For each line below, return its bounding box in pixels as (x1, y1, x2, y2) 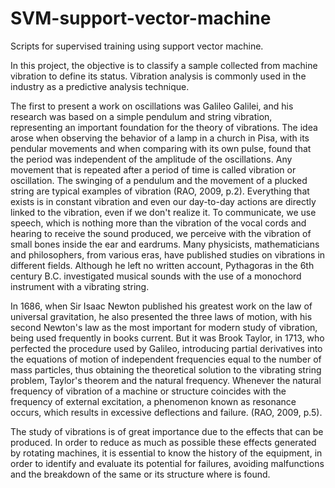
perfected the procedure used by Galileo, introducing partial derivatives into (10, 342, 323, 354)
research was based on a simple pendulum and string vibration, (10, 110, 273, 122)
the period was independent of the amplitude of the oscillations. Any (10, 153, 293, 165)
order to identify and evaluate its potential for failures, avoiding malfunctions (10, 457, 325, 469)
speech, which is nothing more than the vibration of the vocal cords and (10, 217, 307, 229)
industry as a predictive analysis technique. (10, 80, 190, 92)
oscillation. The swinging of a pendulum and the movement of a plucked (10, 174, 308, 186)
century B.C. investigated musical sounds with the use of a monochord (10, 270, 302, 282)
